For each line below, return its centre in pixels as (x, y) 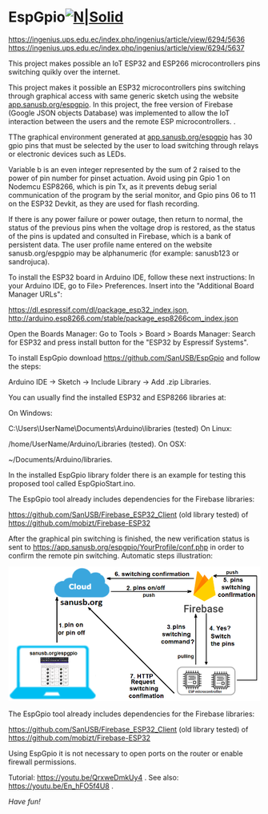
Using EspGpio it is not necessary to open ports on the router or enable (126, 754)
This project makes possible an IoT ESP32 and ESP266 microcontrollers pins (134, 63)
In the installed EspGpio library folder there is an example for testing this (127, 475)
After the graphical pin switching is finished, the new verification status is (129, 538)
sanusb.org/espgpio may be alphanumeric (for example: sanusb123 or (124, 253)
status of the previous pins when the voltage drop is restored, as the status (132, 228)
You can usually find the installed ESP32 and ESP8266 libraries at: (117, 397)
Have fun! (25, 802)
